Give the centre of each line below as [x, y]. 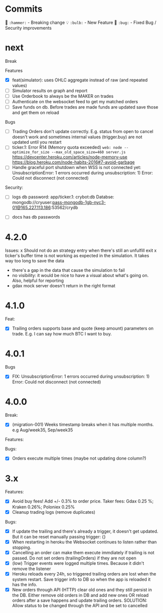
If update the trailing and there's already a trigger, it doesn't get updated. [85, 531]
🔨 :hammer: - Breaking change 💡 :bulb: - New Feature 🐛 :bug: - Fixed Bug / [81, 22]
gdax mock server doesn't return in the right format [64, 286]
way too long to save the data [35, 261]
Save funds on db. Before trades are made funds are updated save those [85, 107]
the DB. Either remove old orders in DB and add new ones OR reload [80, 595]
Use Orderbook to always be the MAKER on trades [63, 96]
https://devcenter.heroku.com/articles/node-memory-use [70, 157]
